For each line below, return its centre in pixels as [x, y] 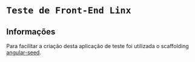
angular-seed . [24, 52]
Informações [31, 32]
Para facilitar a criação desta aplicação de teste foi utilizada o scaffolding [97, 46]
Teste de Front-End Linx [69, 11]
